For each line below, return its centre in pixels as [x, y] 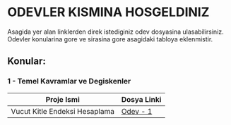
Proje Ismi [63, 99]
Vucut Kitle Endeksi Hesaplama [63, 111]
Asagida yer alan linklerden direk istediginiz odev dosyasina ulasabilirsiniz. [115, 32]
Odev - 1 [137, 111]
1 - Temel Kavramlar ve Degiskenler [69, 81]
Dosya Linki [141, 99]
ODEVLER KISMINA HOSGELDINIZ [108, 12]
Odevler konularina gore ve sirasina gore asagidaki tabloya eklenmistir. [110, 39]
